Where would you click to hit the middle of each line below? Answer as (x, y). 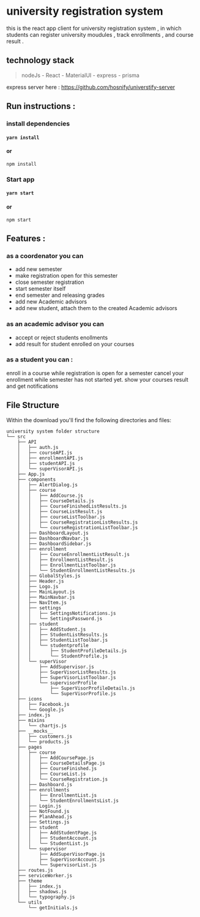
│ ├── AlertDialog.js (48, 484)
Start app (20, 179)
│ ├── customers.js (45, 736)
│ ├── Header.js (41, 581)
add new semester (39, 269)
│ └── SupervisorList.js (57, 865)
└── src (16, 436)
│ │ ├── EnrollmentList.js (57, 795)
